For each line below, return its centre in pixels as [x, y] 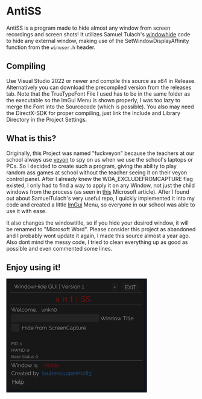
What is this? [31, 138]
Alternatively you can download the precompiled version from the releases [99, 87]
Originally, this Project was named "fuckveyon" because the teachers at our [100, 153]
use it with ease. [27, 211]
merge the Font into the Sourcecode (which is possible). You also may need [100, 107]
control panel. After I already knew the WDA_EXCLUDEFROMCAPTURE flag [99, 179]
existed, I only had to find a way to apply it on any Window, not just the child [100, 185]
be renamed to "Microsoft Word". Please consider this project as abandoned [101, 229]
